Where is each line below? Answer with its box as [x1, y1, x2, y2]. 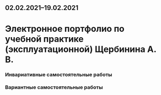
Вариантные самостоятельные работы [5, 84, 103, 91]
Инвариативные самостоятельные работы [5, 71, 113, 78]
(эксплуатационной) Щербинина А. [5, 43, 157, 54]
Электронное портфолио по [5, 23, 125, 34]
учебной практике [5, 33, 84, 44]
